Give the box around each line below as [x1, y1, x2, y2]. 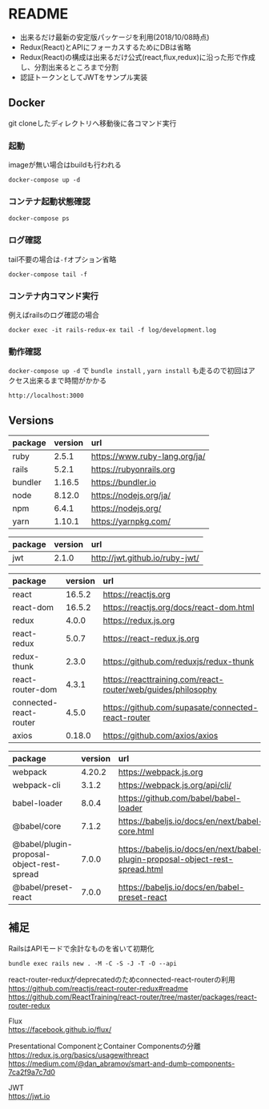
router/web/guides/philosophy [102, 684, 218, 695]
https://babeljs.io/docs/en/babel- [118, 882, 245, 893]
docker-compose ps [8, 215, 70, 223]
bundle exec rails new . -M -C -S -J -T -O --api [8, 959, 178, 967]
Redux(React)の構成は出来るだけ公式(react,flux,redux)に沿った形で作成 [19, 52, 256, 62]
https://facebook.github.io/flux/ [8, 1024, 112, 1034]
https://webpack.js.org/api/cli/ [118, 780, 232, 791]
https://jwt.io [8, 1091, 50, 1101]
